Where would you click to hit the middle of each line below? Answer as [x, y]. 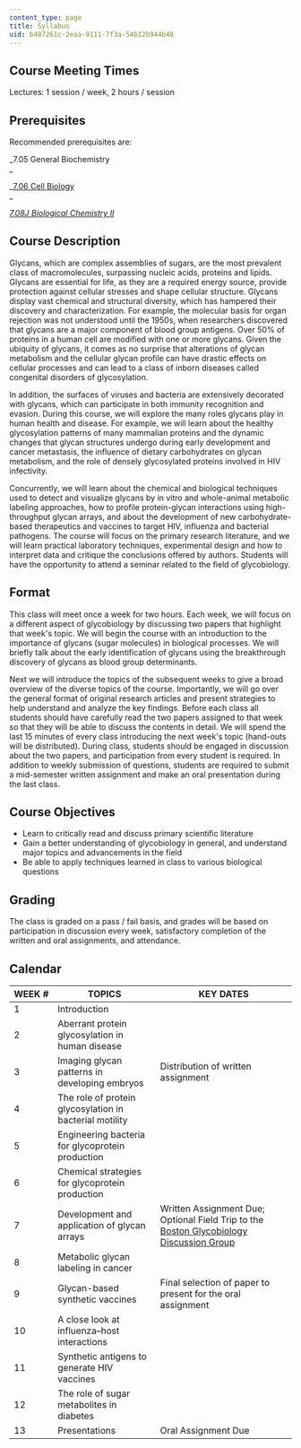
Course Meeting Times [74, 70]
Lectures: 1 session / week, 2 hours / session [92, 92]
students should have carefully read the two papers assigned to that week [146, 717]
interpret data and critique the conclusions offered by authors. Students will [149, 555]
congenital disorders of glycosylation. [79, 377]
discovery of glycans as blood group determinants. [103, 662]
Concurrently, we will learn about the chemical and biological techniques [143, 488]
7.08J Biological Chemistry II [62, 213]
